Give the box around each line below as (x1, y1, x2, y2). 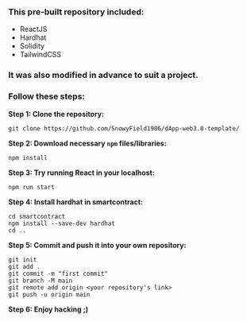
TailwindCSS (19, 50, 62, 60)
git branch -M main (8, 277, 73, 285)
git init (8, 255, 37, 264)
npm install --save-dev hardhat (8, 219, 115, 227)
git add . (8, 262, 41, 270)
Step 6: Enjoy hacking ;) (8, 305, 89, 314)
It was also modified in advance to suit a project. (8, 70, 199, 81)
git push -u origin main (8, 290, 91, 298)
